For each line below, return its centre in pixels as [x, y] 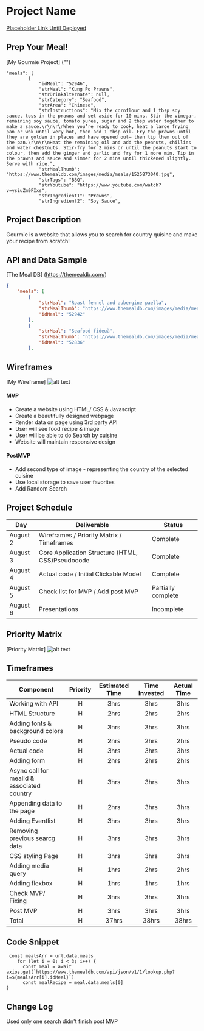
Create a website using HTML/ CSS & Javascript [76, 409]
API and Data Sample [47, 260]
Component [36, 689]
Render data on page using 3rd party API [66, 422]
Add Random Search [41, 489]
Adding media [29, 865]
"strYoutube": [56, 185]
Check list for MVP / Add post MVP [88, 591]
